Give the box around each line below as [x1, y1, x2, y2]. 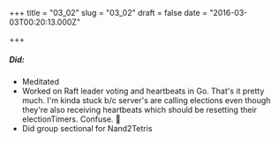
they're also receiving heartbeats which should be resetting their [21, 104, 258, 115]
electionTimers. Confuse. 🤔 [21, 114, 121, 124]
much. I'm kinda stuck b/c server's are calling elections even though [21, 94, 271, 105]
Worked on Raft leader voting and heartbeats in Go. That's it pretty [21, 86, 265, 96]
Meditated [21, 76, 60, 86]
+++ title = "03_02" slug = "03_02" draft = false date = [9, 8, 207, 18]
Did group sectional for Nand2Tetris [21, 123, 153, 133]
